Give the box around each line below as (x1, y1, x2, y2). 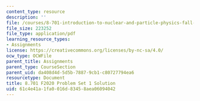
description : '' (6, 14, 46, 20)
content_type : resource (6, 8, 65, 15)
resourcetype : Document (6, 75, 65, 81)
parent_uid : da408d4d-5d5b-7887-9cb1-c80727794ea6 (6, 70, 135, 75)
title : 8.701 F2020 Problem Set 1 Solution (6, 81, 116, 87)
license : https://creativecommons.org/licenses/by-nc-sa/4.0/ (6, 48, 164, 53)
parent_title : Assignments (6, 58, 73, 64)
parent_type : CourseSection (6, 64, 76, 70)
